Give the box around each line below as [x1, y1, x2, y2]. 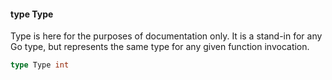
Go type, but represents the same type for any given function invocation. [10, 41, 310, 53]
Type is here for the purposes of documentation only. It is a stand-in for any [10, 30, 323, 42]
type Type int [10, 60, 70, 70]
